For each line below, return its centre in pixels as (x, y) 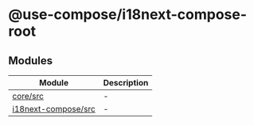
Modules (31, 61)
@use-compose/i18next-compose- (128, 15)
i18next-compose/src (54, 109)
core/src (28, 96)
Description (126, 83)
